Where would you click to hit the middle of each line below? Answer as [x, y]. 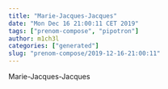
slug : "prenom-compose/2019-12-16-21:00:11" [84, 53]
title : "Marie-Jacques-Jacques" [63, 16]
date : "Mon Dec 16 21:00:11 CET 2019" [73, 23]
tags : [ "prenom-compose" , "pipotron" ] [73, 31]
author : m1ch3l [34, 38]
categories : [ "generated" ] [54, 46]
